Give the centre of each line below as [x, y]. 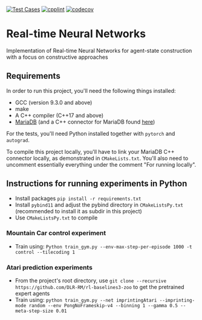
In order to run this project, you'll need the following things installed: [91, 90]
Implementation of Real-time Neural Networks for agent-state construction [99, 50]
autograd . [18, 140]
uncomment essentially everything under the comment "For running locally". [101, 164]
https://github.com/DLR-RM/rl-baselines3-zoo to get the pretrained [99, 287]
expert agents [32, 293]
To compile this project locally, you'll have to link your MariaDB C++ [90, 152]
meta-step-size [34, 311]
